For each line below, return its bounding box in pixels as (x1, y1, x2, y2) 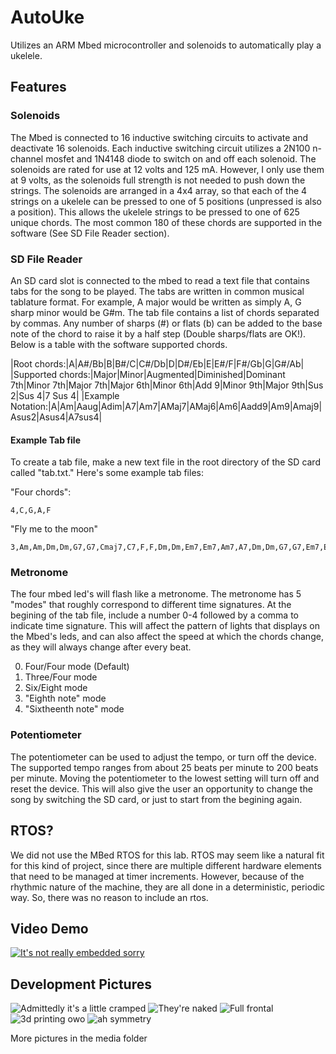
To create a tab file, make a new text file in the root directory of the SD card (10, 456, 321, 468)
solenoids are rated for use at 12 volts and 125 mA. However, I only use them (10, 163, 325, 175)
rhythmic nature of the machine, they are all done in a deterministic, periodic (10, 881, 326, 893)
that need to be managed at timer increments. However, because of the (10, 870, 305, 882)
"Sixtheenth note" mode (24, 703, 125, 715)
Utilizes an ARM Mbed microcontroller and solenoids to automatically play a (10, 39, 322, 51)
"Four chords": (10, 486, 72, 498)
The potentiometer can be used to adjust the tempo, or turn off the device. (10, 751, 317, 763)
